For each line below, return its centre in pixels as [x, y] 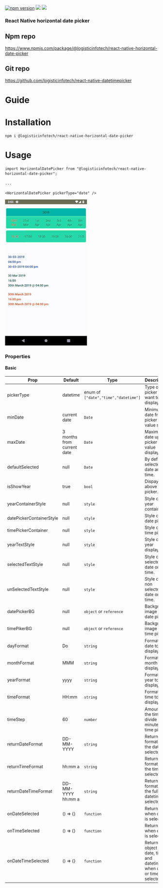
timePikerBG [20, 629]
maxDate [16, 442]
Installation [28, 122]
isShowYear [19, 487]
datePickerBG [21, 612]
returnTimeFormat [25, 766]
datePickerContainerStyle [33, 518]
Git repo [17, 69]
